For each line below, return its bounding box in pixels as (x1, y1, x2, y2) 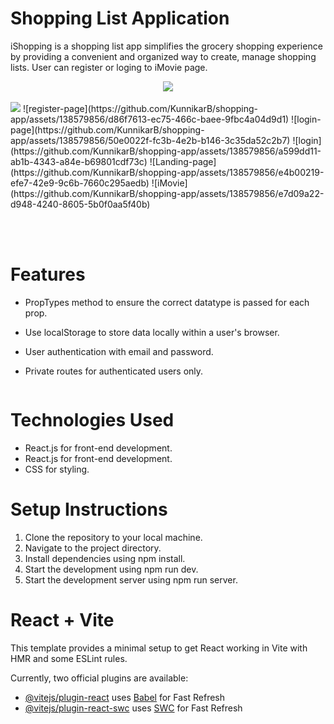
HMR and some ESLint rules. (10, 652, 128, 664)
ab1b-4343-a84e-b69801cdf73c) (10, 155, 148, 167)
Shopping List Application (10, 7, 230, 30)
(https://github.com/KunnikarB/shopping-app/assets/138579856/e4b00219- (10, 166, 325, 178)
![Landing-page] (149, 155, 217, 167)
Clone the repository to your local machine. (24, 531, 203, 543)
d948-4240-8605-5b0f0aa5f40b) (10, 198, 151, 210)
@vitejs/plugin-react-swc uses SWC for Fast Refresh (24, 702, 243, 714)
